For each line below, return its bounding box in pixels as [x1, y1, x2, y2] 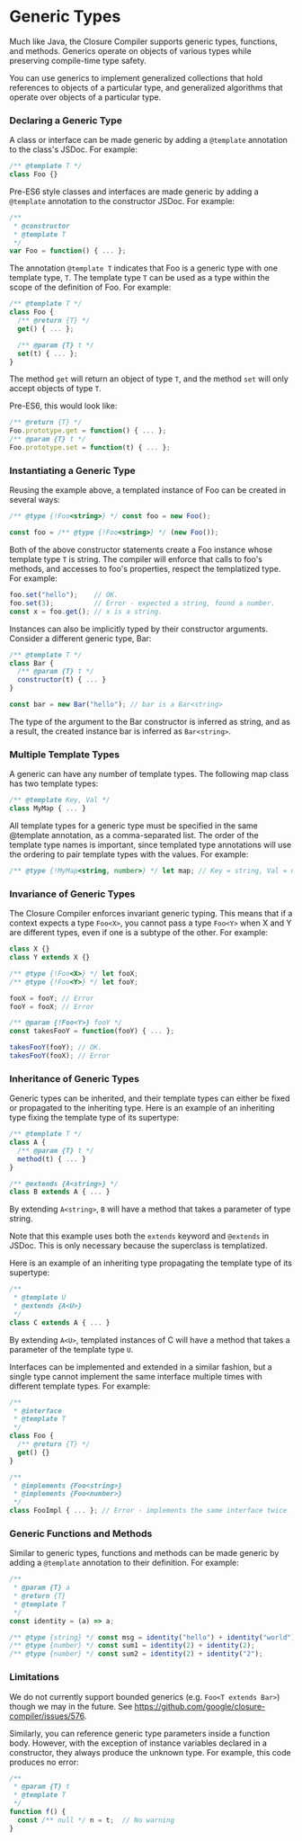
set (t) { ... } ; [17, 349, 78, 358]
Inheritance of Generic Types [9, 1072, 139, 1085]
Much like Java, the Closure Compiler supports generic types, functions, [9, 36, 279, 47]
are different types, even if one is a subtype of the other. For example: [9, 927, 268, 938]
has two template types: [9, 778, 99, 789]
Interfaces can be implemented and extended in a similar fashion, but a [9, 1361, 272, 1372]
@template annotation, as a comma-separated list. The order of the [9, 829, 259, 840]
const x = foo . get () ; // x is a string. [9, 607, 164, 616]
